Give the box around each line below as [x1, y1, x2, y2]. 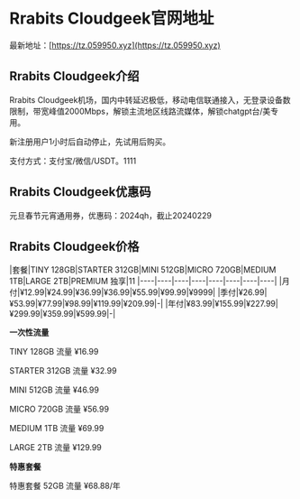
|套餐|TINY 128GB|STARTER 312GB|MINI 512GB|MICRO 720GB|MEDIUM [9, 264, 277, 275]
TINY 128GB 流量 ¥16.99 [9, 347, 99, 357]
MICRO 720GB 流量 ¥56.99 [9, 403, 110, 415]
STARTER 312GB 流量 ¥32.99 [9, 365, 117, 376]
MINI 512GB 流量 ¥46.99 [9, 384, 99, 395]
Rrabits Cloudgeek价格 [9, 238, 140, 254]
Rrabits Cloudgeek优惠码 [9, 184, 151, 199]
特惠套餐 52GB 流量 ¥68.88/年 [9, 480, 122, 492]
